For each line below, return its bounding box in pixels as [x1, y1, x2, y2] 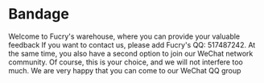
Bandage [8, 5, 70, 23]
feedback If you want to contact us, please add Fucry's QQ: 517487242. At [8, 39, 256, 49]
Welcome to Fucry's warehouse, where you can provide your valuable [8, 31, 241, 41]
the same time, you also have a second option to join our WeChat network [8, 48, 254, 58]
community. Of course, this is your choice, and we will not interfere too [8, 57, 243, 67]
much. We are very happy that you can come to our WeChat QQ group [8, 65, 241, 75]
